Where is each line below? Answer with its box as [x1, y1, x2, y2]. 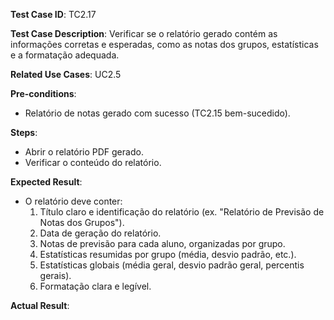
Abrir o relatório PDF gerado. [24, 146, 144, 158]
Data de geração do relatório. [39, 227, 162, 239]
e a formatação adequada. [10, 49, 120, 61]
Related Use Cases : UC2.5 [10, 69, 122, 80]
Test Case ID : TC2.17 [10, 9, 97, 20]
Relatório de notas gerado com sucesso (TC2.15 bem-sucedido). [24, 107, 291, 119]
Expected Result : [10, 176, 83, 188]
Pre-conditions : [10, 88, 77, 99]
